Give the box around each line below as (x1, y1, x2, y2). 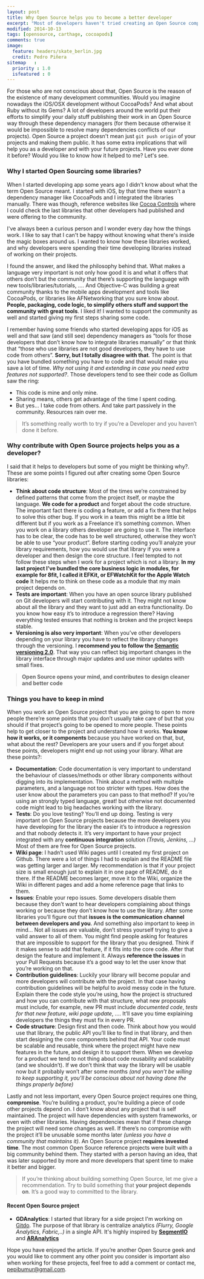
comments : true (7, 37, 45, 43)
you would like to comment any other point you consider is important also (7, 1253, 190, 1260)
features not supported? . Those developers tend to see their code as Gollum (7, 370, 198, 378)
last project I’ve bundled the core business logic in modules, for (15, 564, 179, 572)
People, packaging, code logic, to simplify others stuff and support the (7, 301, 188, 308)
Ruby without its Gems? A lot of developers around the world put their (7, 107, 181, 114)
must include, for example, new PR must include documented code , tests (15, 1004, 198, 1011)
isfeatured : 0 (12, 71, 51, 77)
